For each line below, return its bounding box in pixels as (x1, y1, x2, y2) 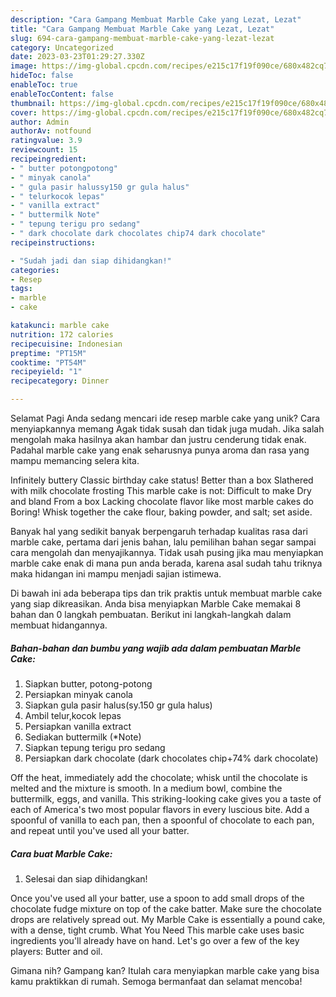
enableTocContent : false (10, 89, 114, 99)
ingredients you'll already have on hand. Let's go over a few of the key (10, 934, 300, 946)
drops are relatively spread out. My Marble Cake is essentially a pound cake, (10, 913, 326, 925)
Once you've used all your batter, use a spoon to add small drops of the (10, 892, 305, 904)
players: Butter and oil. (10, 945, 103, 957)
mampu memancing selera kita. (10, 455, 140, 466)
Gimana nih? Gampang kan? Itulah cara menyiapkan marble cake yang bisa (10, 964, 320, 976)
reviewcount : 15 (10, 145, 78, 155)
